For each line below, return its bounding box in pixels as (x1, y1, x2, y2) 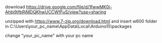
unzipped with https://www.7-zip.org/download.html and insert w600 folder (5, 19, 158, 24)
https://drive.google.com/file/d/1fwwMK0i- (26, 4, 112, 10)
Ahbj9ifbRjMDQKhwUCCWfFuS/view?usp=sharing (5, 9, 106, 15)
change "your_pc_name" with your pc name (5, 33, 94, 38)
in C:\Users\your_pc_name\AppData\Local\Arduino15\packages (5, 23, 132, 29)
